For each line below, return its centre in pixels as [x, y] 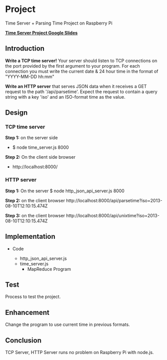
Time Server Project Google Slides [42, 33]
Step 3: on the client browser [35, 215]
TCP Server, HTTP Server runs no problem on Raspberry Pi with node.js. [80, 352]
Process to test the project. [33, 297]
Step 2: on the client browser [35, 200]
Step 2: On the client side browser [40, 157]
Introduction [25, 49]
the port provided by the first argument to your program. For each [73, 66]
